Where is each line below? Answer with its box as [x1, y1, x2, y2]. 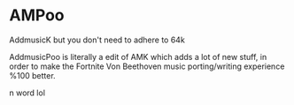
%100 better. [9, 70, 56, 80]
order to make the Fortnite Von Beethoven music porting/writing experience [9, 61, 285, 71]
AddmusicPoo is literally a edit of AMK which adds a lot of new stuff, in [9, 51, 267, 62]
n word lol [9, 87, 46, 98]
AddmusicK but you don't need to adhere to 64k [9, 34, 186, 45]
